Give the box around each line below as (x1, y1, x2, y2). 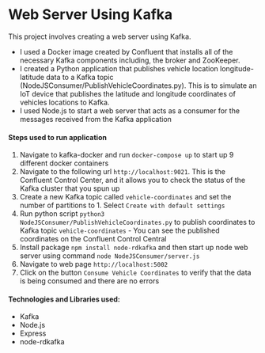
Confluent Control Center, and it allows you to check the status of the (19, 176, 246, 185)
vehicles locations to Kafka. (19, 97, 110, 107)
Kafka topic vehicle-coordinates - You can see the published (19, 226, 220, 235)
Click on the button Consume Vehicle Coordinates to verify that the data (19, 268, 252, 278)
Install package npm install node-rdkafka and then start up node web (19, 243, 248, 252)
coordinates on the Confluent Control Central (19, 234, 167, 244)
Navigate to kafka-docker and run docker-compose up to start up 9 (19, 150, 234, 160)
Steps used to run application (8, 132, 107, 142)
